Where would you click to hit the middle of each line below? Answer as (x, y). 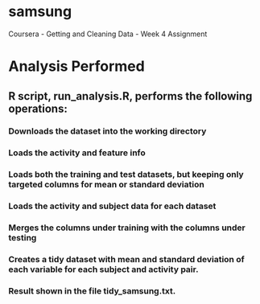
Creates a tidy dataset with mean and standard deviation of (126, 260)
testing (23, 238)
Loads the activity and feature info (77, 153)
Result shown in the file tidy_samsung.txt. (92, 290)
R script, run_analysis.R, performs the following (130, 96)
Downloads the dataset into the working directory (107, 131)
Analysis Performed (76, 66)
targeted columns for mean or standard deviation (107, 185)
